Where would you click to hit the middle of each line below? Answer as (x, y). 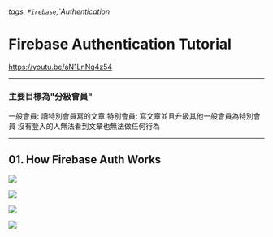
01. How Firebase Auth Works (85, 159)
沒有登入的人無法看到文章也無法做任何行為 (89, 126)
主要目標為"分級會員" (51, 97)
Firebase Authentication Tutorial (120, 44)
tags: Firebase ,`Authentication (59, 11)
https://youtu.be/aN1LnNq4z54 (60, 67)
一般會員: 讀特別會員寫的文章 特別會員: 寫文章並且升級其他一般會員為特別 (131, 116)
